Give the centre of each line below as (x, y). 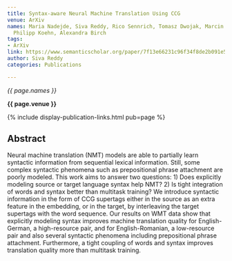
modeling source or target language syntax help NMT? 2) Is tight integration (115, 185)
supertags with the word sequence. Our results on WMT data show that (109, 213)
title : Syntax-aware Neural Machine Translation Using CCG (94, 13)
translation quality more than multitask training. (74, 250)
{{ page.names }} (32, 90)
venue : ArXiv (26, 20)
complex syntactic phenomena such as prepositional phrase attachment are (115, 170)
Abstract (27, 139)
